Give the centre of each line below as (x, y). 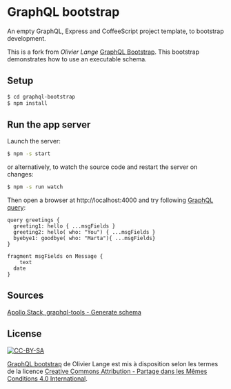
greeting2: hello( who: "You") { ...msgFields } (84, 232)
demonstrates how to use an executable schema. (77, 59)
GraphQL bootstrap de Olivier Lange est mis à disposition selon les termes (113, 363)
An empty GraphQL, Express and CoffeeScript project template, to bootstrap (115, 31)
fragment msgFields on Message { (55, 257)
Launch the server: (34, 141)
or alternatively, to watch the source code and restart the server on (102, 167)
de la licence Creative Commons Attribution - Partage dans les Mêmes (107, 371)
